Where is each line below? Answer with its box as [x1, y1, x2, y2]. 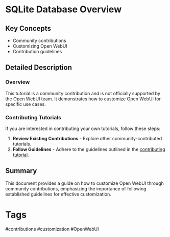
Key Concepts [5, 24, 51, 33]
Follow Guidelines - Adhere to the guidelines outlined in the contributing [12, 146, 165, 152]
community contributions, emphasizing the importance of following [5, 185, 147, 191]
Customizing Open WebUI [12, 43, 67, 49]
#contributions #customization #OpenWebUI [5, 226, 99, 232]
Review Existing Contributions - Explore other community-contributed [12, 135, 162, 141]
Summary [5, 166, 37, 175]
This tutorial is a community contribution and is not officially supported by [5, 90, 161, 96]
